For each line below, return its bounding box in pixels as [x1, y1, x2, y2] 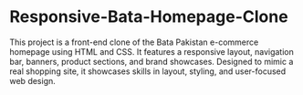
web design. [9, 75, 57, 86]
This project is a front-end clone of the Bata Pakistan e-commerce [9, 37, 259, 47]
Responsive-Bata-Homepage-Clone [9, 6, 289, 27]
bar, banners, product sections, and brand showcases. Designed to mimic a [9, 56, 294, 67]
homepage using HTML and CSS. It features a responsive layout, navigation [9, 46, 294, 57]
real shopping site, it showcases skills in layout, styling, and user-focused [9, 66, 287, 77]
